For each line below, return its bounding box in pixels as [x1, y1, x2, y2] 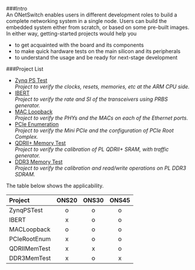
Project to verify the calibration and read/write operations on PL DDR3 [14, 164, 186, 172]
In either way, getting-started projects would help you [6, 30, 137, 37]
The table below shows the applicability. [6, 182, 104, 189]
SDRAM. [14, 171, 35, 177]
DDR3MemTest [9, 254, 51, 262]
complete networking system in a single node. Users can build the [6, 18, 167, 24]
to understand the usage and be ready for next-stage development [14, 54, 178, 61]
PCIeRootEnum [9, 235, 51, 243]
